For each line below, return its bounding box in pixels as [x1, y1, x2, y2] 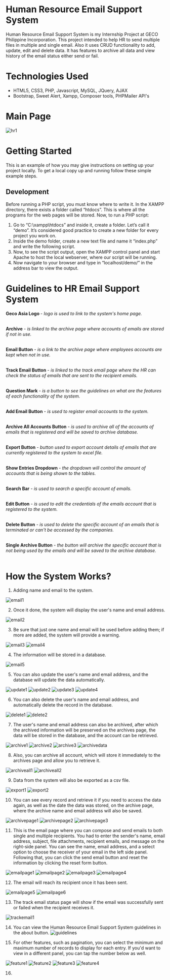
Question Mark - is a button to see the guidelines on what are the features [6, 387, 161, 393]
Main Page [6, 111, 51, 122]
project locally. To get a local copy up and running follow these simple [6, 167, 151, 173]
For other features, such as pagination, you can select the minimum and [13, 939, 163, 946]
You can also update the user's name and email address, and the [13, 671, 149, 678]
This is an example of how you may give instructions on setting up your [6, 162, 154, 168]
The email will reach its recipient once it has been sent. [13, 879, 128, 885]
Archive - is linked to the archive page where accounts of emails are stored [6, 325, 164, 331]
